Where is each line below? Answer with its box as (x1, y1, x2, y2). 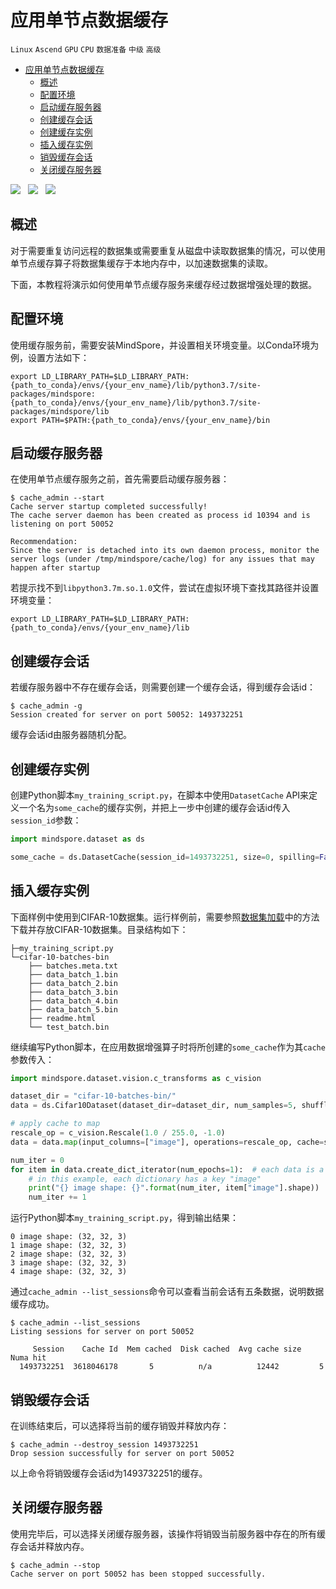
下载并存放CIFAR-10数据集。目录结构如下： (10, 923, 189, 935)
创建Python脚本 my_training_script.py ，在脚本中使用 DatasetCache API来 (10, 789, 310, 801)
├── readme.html (28, 1013, 97, 1023)
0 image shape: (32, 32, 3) (10, 1232, 128, 1242)
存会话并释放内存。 (10, 1540, 90, 1552)
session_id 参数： (10, 814, 82, 826)
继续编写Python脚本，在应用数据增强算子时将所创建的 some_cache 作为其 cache (10, 1041, 326, 1053)
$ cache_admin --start (10, 493, 105, 503)
